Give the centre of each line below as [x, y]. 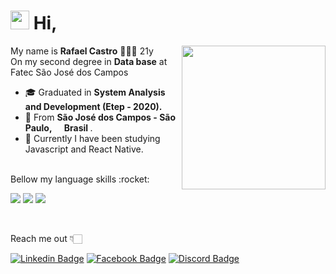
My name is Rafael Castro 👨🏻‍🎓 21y [82, 51]
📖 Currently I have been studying [92, 138]
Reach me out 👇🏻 [46, 238]
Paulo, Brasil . [58, 127]
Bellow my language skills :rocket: [80, 179]
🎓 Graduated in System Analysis [95, 92]
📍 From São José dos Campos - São [100, 117]
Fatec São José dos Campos [69, 72]
